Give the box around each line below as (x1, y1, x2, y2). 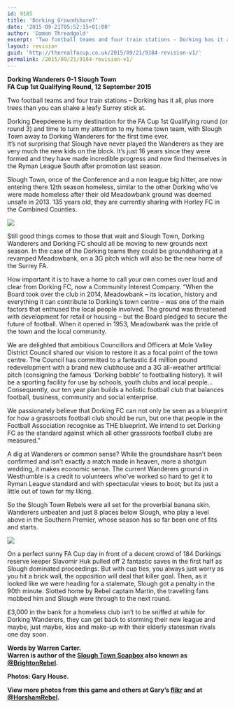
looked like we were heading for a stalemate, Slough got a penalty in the (7, 579, 215, 588)
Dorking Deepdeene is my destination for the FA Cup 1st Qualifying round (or (7, 117, 229, 125)
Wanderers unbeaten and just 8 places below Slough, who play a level (7, 508, 210, 516)
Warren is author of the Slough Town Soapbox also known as (7, 651, 187, 659)
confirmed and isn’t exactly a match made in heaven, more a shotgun (7, 457, 207, 466)
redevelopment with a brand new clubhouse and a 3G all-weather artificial (7, 363, 221, 371)
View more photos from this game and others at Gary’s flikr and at (7, 686, 203, 694)
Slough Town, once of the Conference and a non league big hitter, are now (7, 175, 222, 183)
